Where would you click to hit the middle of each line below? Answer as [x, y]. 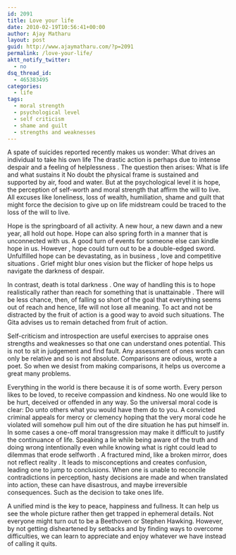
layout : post [26, 40]
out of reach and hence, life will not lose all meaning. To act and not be [110, 308]
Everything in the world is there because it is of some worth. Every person [115, 387]
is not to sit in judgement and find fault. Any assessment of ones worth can [116, 351]
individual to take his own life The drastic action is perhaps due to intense [114, 160]
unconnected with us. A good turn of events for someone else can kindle [113, 241]
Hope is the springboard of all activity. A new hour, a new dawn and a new [115, 226]
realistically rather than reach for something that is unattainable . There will [116, 292]
